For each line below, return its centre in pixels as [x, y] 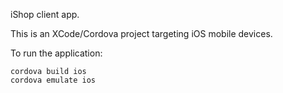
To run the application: [56, 53]
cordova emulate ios [53, 80]
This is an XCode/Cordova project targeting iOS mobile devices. [141, 33]
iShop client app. [45, 14]
